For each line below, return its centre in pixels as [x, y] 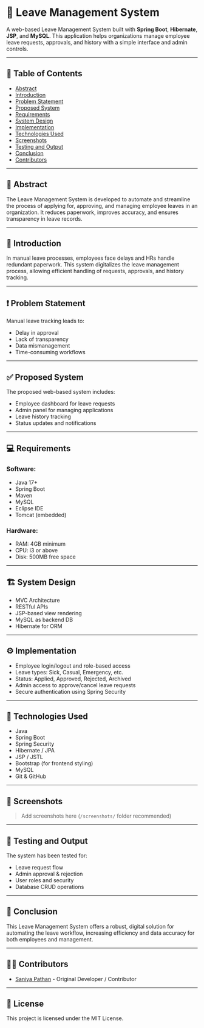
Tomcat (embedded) [41, 515]
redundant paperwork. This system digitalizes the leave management [93, 265]
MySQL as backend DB [44, 619]
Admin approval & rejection [49, 874]
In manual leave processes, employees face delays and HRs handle [90, 258]
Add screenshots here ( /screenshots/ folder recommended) [96, 816]
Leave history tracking [43, 416]
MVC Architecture [37, 600]
